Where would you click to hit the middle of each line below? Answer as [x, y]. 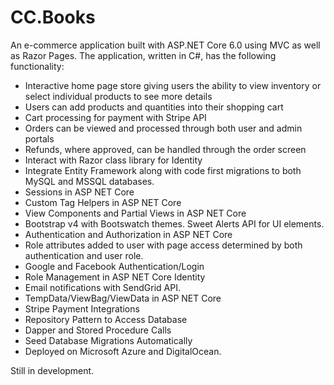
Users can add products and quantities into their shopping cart [154, 107]
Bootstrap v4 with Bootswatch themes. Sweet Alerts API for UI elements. [174, 223]
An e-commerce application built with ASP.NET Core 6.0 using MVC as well [165, 45]
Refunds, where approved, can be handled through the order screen [165, 149]
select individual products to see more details [118, 96]
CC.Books [53, 17]
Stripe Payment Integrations [82, 308]
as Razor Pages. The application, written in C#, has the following [143, 55]
